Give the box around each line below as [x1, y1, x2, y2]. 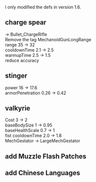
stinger [5, 72, 28, 80]
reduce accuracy [5, 57, 39, 63]
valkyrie [5, 104, 31, 112]
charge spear [5, 18, 46, 26]
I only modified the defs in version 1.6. [5, 4, 81, 10]
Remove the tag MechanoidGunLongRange [5, 36, 92, 42]
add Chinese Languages [5, 169, 80, 177]
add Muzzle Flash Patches [5, 152, 87, 160]
